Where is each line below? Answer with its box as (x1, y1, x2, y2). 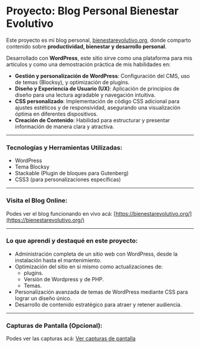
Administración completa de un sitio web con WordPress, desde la (14, 250, 178, 257)
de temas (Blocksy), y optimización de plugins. (14, 79, 130, 86)
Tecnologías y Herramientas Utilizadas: (6, 143, 123, 151)
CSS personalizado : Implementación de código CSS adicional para (14, 97, 180, 105)
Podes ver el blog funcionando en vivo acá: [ (6, 210, 116, 217)
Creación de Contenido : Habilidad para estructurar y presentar (14, 116, 170, 123)
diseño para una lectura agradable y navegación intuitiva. (14, 91, 156, 98)
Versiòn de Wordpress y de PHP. (23, 275, 104, 282)
